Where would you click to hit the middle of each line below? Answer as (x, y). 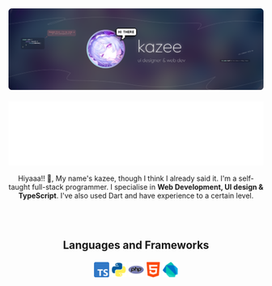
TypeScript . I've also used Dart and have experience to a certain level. (136, 195)
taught (19, 186)
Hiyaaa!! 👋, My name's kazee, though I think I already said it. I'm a (127, 178)
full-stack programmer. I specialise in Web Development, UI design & (148, 186)
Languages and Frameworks (136, 245)
